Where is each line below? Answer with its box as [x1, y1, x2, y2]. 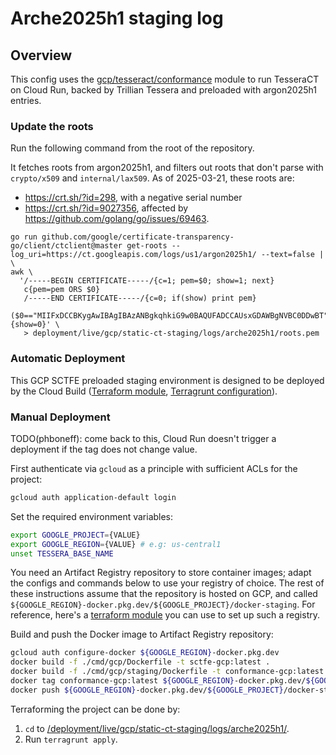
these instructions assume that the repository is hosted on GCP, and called [10, 588, 318, 600]
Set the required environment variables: [10, 510, 174, 522]
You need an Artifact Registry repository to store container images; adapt [10, 567, 312, 579]
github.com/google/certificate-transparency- [41, 232, 235, 242]
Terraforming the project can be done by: [10, 703, 181, 715]
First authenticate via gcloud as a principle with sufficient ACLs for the [10, 462, 298, 474]
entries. [10, 95, 42, 106]
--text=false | [260, 250, 325, 260]
